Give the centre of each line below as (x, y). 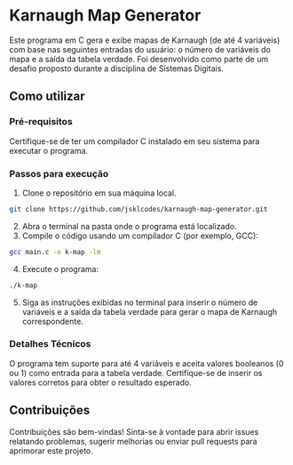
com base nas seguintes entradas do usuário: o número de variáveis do (140, 49)
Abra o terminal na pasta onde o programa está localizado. (129, 226)
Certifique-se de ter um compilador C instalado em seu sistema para (135, 141)
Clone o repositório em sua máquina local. (99, 193)
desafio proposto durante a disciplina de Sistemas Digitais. (117, 68)
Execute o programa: (60, 269)
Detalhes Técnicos (50, 344)
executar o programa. (49, 150)
